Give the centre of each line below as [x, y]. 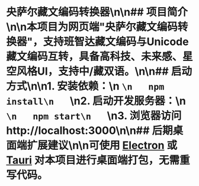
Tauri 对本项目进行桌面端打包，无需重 [98, 160]
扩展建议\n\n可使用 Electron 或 [102, 145]
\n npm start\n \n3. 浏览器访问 [94, 116]
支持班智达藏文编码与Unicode [116, 42]
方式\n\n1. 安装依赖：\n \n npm [85, 86]
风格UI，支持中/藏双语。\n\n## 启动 [105, 71]
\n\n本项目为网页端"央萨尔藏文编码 [92, 27]
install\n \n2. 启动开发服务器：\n [96, 101]
